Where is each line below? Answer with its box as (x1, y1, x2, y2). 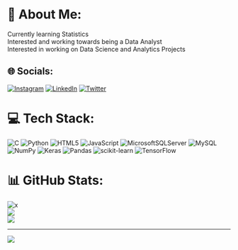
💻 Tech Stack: (7, 110, 95, 126)
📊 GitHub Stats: (7, 172, 104, 188)
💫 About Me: (7, 6, 82, 23)
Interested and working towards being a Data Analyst (7, 37, 163, 45)
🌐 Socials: (7, 65, 54, 77)
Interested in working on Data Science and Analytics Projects (7, 45, 186, 53)
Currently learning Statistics (7, 30, 89, 38)
